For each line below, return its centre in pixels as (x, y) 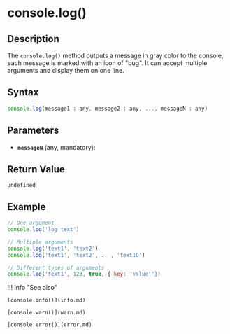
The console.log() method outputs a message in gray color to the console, (115, 55)
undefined (22, 186)
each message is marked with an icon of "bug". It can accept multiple (107, 63)
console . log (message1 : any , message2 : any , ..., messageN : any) (108, 109)
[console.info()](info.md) (46, 300)
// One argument (31, 223)
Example (27, 207)
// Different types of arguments (56, 267)
